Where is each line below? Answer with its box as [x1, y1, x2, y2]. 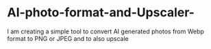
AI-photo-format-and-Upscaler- [7, 5, 195, 20]
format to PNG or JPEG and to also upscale [7, 34, 129, 42]
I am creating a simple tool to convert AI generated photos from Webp [7, 27, 204, 35]
